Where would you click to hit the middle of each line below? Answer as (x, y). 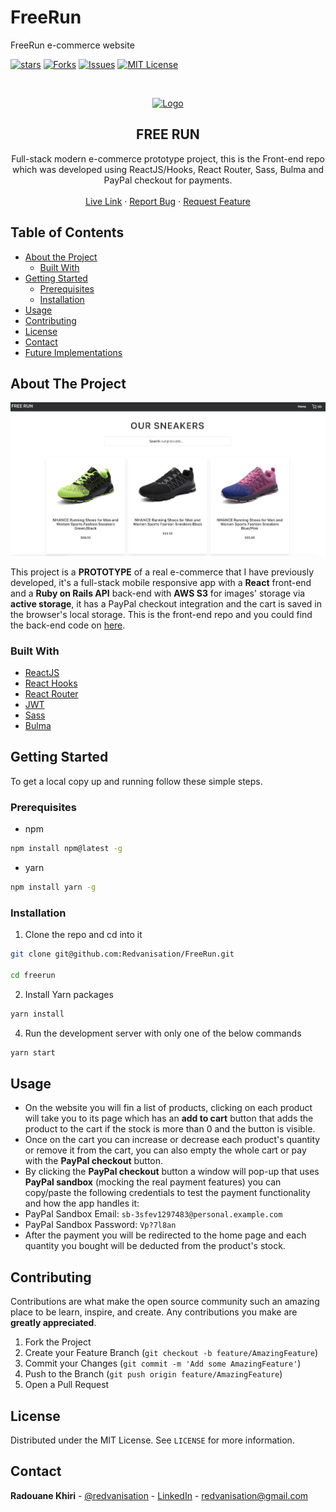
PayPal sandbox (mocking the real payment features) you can (153, 1182)
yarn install (37, 1014)
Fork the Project (58, 1342)
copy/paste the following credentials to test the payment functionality (167, 1193)
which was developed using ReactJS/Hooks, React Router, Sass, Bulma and (167, 169)
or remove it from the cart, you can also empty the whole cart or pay (165, 1150)
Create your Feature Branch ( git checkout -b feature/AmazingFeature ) (171, 1353)
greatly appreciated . (53, 1323)
